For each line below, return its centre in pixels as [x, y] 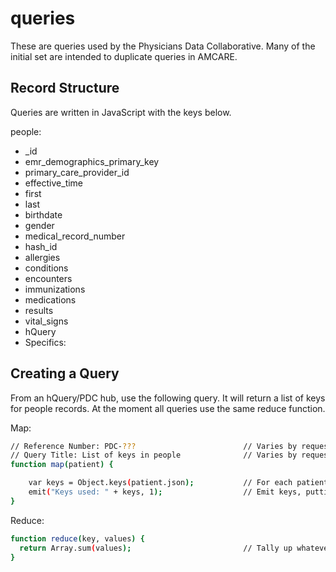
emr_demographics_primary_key [92, 161]
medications [50, 299]
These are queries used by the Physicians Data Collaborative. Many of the [163, 46]
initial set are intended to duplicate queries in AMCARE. [124, 56]
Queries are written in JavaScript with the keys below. [121, 112]
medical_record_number [75, 236]
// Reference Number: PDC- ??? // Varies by [154, 446]
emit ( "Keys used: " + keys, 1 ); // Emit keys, [165, 492]
